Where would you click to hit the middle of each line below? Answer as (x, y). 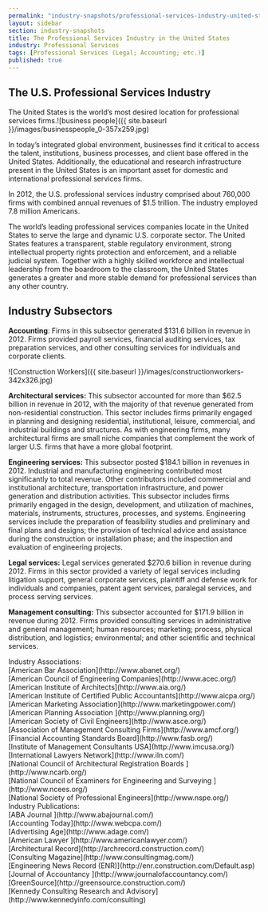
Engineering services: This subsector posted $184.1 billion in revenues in (129, 462)
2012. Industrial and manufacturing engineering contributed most (115, 470)
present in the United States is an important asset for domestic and (118, 170)
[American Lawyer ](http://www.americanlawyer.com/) (98, 840)
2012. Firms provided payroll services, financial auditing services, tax (122, 339)
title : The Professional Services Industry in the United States (119, 38)
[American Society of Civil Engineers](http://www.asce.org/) (107, 721)
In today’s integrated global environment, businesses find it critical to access (134, 144)
